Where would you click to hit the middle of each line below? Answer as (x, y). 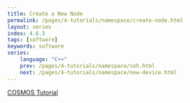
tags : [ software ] (33, 40)
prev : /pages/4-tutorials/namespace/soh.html (88, 66)
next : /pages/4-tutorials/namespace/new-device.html (99, 72)
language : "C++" (44, 60)
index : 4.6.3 (26, 33)
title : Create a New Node (45, 14)
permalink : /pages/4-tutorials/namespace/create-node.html (95, 20)
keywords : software (36, 46)
